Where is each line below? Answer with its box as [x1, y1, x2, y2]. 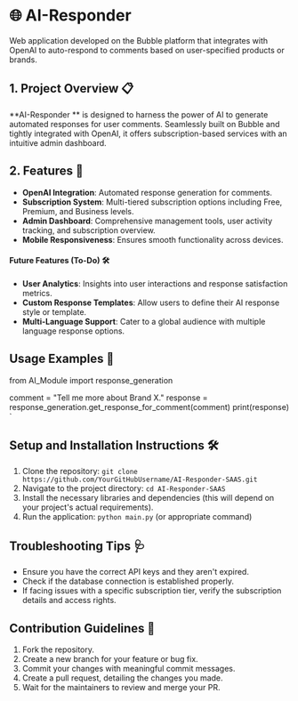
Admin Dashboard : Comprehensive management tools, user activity [21, 215, 273, 226]
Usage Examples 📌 [9, 351, 115, 367]
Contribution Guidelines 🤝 [9, 620, 156, 636]
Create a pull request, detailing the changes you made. [21, 673, 224, 683]
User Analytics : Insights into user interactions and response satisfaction [21, 278, 288, 289]
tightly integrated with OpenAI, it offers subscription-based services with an [9, 128, 287, 139]
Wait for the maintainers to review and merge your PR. [21, 682, 221, 693]
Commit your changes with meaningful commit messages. [21, 664, 236, 674]
